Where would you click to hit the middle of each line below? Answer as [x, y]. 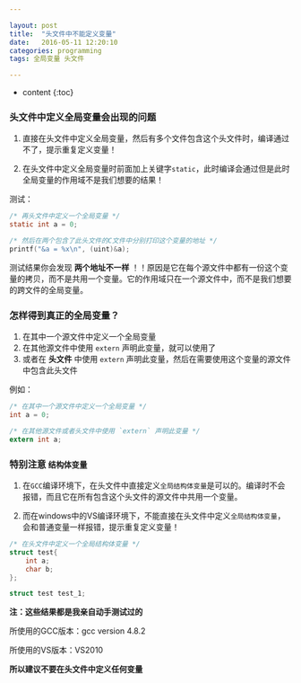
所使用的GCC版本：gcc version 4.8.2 [77, 631]
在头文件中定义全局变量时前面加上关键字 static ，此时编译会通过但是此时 [156, 169]
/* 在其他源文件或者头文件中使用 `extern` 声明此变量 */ [105, 431]
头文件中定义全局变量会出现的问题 [83, 118]
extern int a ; [36, 439]
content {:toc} [48, 93]
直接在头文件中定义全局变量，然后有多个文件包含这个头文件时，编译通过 [155, 138]
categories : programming [56, 50]
